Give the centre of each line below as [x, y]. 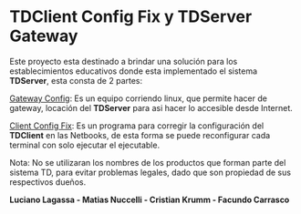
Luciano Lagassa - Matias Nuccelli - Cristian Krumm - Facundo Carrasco [150, 199]
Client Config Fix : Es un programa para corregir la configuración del [137, 126]
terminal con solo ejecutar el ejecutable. [85, 145]
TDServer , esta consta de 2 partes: [76, 80]
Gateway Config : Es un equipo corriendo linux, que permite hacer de [138, 98]
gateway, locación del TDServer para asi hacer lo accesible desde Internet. [151, 107]
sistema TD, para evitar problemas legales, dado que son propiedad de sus [150, 172]
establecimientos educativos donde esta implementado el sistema [134, 71]
